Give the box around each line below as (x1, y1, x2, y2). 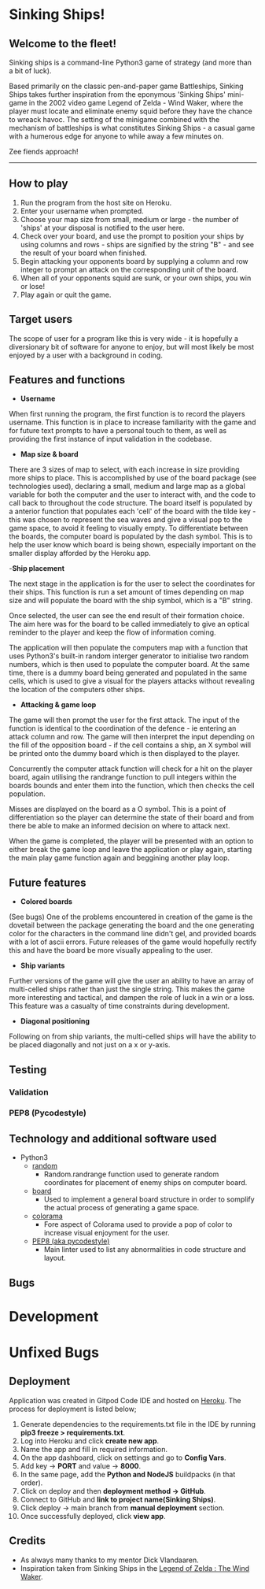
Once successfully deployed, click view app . (20, 1511, 166, 1520)
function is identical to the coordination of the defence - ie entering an (9, 724, 237, 733)
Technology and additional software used (9, 1132, 217, 1145)
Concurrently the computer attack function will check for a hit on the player (9, 764, 253, 773)
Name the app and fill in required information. (20, 1444, 168, 1454)
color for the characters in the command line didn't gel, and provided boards (9, 929, 256, 939)
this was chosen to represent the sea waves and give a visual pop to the (9, 515, 243, 524)
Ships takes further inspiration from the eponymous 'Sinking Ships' (9, 90, 226, 99)
